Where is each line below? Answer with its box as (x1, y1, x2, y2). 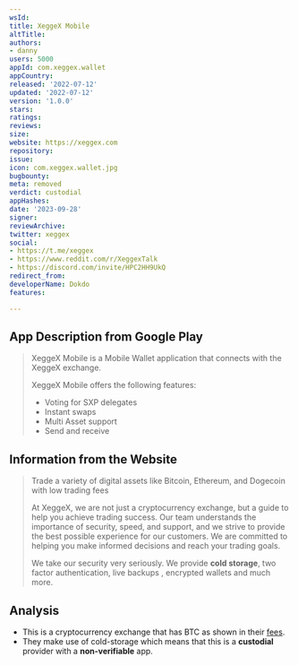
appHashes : (9, 196, 50, 206)
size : (9, 130, 30, 139)
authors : (9, 38, 42, 47)
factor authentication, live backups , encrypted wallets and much (30, 567, 271, 578)
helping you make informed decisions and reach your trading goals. (30, 540, 281, 551)
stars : (9, 105, 34, 114)
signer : (9, 212, 38, 222)
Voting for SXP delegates (44, 397, 138, 408)
